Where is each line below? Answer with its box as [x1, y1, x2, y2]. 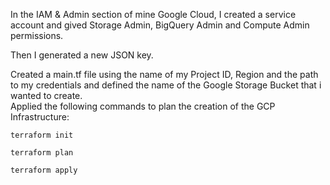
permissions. [10, 30, 64, 41]
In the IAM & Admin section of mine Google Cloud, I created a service [10, 9, 297, 20]
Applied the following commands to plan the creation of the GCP [10, 100, 276, 112]
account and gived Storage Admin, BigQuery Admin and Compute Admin [10, 19, 310, 31]
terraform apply [10, 165, 78, 175]
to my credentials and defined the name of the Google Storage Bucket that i [10, 79, 322, 91]
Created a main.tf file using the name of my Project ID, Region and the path [10, 69, 319, 80]
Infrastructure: [10, 111, 70, 123]
